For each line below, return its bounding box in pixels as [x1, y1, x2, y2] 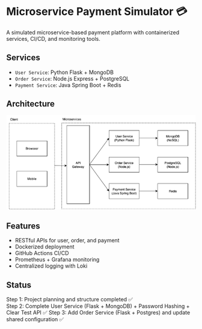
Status [6, 280, 32, 290]
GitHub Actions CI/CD [14, 250, 69, 257]
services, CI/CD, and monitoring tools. [6, 35, 100, 42]
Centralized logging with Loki [14, 262, 88, 269]
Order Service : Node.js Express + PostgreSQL [14, 75, 130, 82]
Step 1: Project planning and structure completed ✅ [6, 296, 133, 303]
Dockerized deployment [14, 243, 75, 250]
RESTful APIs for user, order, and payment [14, 237, 120, 244]
